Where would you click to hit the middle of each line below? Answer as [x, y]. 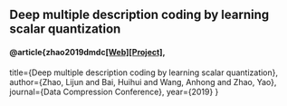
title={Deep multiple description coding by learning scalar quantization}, [144, 72]
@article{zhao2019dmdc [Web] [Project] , [87, 52]
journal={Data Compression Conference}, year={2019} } [114, 92]
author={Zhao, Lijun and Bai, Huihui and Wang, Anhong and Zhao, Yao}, [143, 82]
